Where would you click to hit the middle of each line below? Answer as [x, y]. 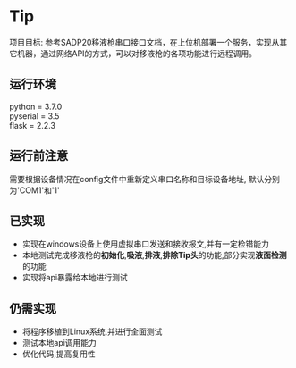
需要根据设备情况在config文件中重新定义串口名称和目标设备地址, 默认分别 [144, 179]
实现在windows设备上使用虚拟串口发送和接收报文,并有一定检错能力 [146, 244]
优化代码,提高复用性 [59, 354]
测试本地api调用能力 [59, 343]
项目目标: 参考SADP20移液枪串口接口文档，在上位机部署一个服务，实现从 [144, 42]
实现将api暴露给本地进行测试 [75, 278]
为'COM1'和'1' [34, 190]
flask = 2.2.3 [33, 125]
